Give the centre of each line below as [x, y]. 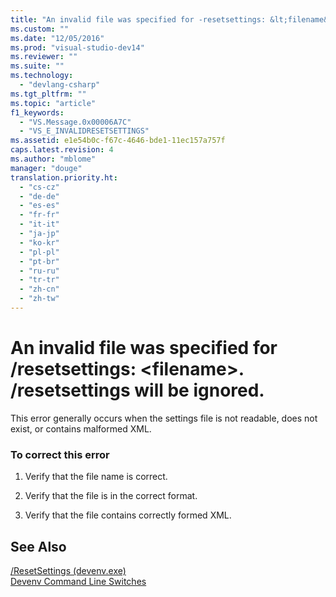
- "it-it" [39, 224]
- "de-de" [39, 196]
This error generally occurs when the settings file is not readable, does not [164, 418]
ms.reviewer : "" [44, 57]
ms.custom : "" [40, 29]
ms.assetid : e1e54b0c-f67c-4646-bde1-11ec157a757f [118, 141]
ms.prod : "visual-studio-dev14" [77, 47]
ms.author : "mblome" [53, 159]
